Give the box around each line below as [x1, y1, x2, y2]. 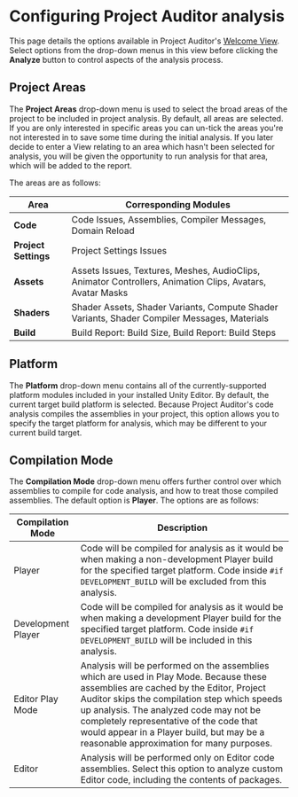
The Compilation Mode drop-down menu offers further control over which [9, 476, 282, 487]
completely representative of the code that [80, 715, 258, 728]
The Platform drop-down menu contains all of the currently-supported [9, 379, 267, 391]
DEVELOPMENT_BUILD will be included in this [80, 634, 253, 646]
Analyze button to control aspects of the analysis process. [9, 54, 223, 65]
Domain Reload [71, 224, 135, 237]
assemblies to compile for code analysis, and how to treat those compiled [9, 486, 278, 496]
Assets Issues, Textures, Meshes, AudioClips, [71, 264, 261, 277]
